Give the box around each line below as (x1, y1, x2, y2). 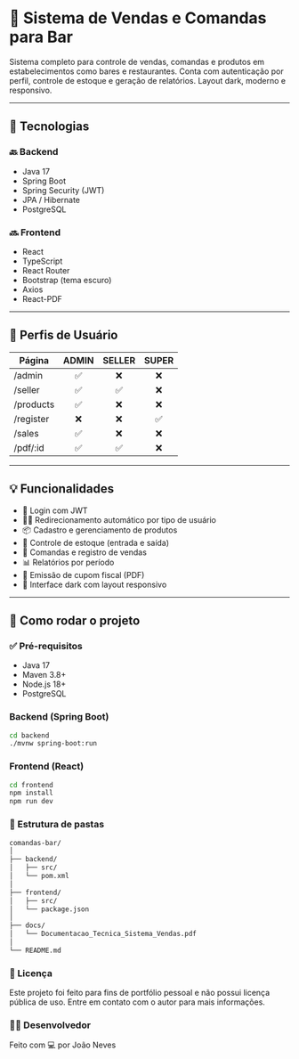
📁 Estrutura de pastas (9, 819, 105, 831)
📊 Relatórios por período (21, 557, 115, 567)
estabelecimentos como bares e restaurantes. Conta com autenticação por (9, 66, 285, 77)
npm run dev (9, 797, 53, 806)
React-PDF (21, 293, 62, 304)
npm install (9, 788, 53, 798)
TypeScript (21, 256, 63, 266)
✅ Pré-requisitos (9, 639, 83, 652)
